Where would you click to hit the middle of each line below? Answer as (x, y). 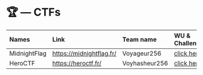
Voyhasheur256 (145, 63)
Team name (140, 39)
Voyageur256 (142, 53)
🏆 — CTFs (34, 12)
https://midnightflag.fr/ (84, 53)
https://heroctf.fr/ (77, 63)
